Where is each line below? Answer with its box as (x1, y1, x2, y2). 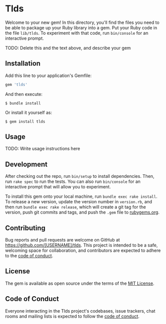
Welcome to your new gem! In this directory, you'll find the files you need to (5, 19, 160, 25)
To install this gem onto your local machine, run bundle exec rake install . (5, 193, 158, 199)
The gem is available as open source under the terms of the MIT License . (5, 280, 155, 286)
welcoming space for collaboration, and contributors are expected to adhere (5, 247, 161, 253)
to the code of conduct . (5, 253, 54, 259)
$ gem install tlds (5, 119, 46, 124)
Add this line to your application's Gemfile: (5, 73, 92, 79)
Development (5, 160, 48, 168)
